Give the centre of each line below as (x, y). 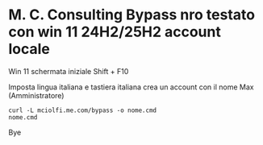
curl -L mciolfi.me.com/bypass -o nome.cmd (83, 110)
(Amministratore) (36, 95)
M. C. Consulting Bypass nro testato (132, 15)
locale (29, 49)
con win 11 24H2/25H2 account (115, 32)
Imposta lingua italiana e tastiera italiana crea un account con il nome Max (131, 87)
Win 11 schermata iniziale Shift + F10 (69, 71)
